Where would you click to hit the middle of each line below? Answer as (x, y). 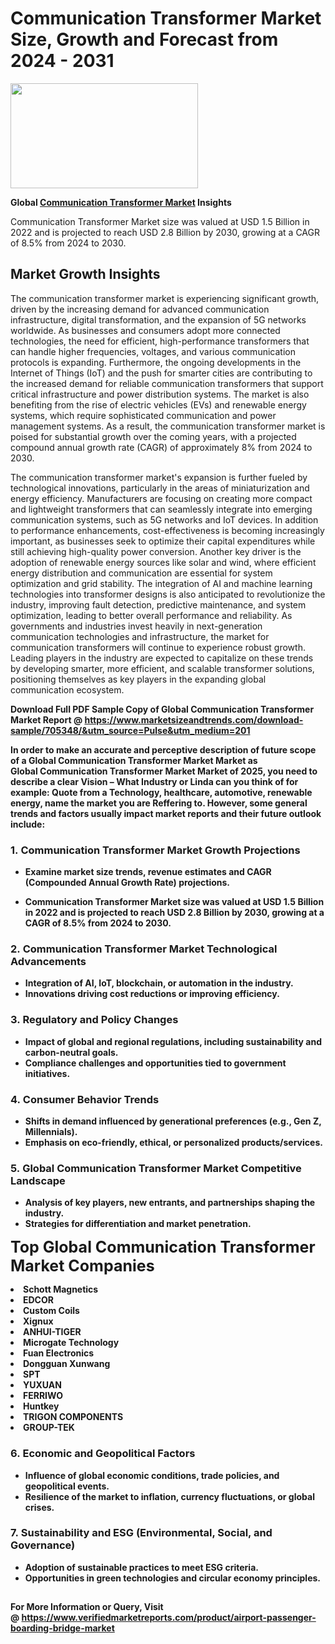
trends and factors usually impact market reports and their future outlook (166, 813)
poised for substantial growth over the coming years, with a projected (153, 436)
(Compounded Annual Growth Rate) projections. (127, 883)
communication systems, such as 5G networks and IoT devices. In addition (164, 519)
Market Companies (82, 1266)
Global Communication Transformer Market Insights (121, 202)
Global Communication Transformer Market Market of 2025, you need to (164, 771)
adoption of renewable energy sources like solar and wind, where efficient (163, 562)
